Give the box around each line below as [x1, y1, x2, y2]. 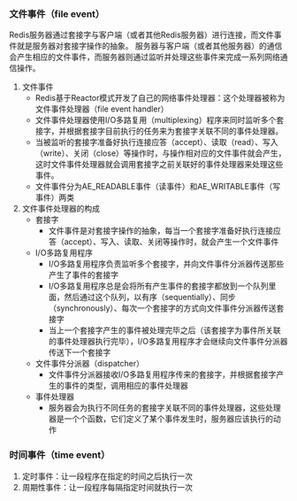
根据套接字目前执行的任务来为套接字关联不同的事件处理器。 [65, 126, 284, 136]
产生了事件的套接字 [48, 270, 119, 281]
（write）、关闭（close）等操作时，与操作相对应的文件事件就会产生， [34, 148, 286, 158]
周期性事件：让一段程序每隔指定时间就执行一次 [21, 482, 193, 492]
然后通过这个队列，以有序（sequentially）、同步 [64, 292, 236, 303]
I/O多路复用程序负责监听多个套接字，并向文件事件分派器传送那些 [48, 258, 285, 269]
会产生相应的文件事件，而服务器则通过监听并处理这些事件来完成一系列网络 [9, 51, 280, 63]
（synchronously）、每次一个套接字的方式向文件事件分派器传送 [48, 303, 277, 313]
